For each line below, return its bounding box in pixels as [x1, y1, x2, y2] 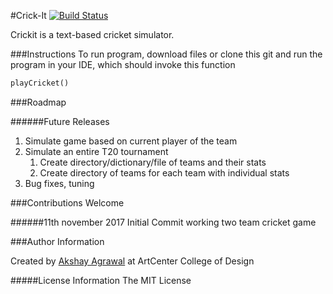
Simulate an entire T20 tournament [24, 145, 169, 157]
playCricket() [10, 78, 70, 88]
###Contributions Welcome [10, 196, 125, 209]
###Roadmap [10, 96, 67, 108]
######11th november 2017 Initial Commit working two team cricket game [10, 216, 317, 228]
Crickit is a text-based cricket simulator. [10, 29, 175, 40]
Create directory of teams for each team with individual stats [39, 166, 290, 179]
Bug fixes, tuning [24, 177, 95, 189]
